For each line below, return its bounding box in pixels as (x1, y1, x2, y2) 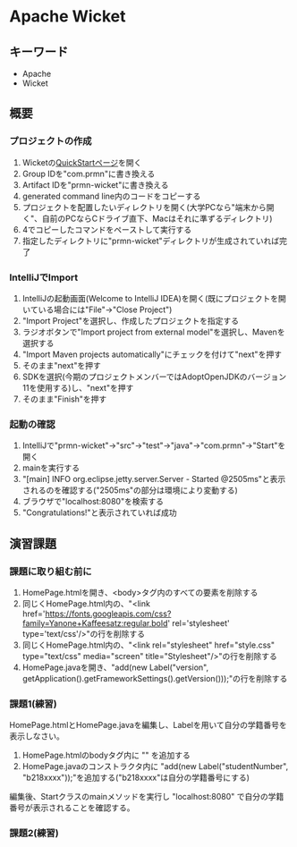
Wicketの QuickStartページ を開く (21, 157, 142, 167)
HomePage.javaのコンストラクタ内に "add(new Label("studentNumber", (21, 761, 289, 772)
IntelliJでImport (9, 271, 79, 284)
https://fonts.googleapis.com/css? (44, 608, 172, 619)
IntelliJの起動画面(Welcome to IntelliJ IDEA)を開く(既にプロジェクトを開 (21, 292, 286, 303)
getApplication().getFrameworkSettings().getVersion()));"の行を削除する (21, 673, 288, 683)
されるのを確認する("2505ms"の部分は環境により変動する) (21, 485, 239, 495)
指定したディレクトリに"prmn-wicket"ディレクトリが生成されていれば (21, 235, 280, 246)
